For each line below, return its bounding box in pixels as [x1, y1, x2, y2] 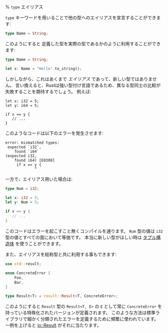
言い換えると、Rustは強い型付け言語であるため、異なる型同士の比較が [15, 82, 161, 88]
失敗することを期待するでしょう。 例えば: [5, 88, 92, 94]
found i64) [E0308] [14, 158, 55, 163]
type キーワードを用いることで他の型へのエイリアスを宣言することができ [5, 15, 157, 21]
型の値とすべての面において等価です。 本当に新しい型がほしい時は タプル [5, 234, 157, 240]
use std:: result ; [5, 261, 42, 267]
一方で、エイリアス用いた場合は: [5, 176, 73, 182]
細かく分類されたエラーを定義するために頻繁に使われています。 [27, 316, 159, 322]
